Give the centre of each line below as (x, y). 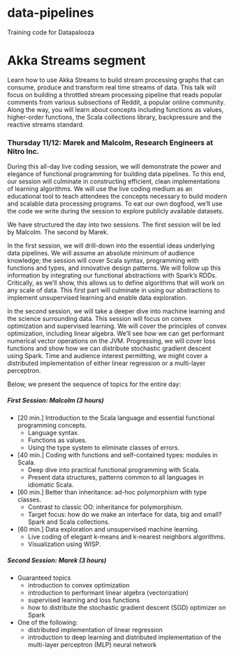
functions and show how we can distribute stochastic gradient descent (109, 348)
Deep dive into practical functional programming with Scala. (114, 470)
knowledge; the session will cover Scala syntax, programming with (103, 261)
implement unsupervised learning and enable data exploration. (97, 298)
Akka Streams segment (76, 60)
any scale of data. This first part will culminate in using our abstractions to (114, 290)
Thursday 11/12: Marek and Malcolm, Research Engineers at (110, 143)
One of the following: (47, 622)
